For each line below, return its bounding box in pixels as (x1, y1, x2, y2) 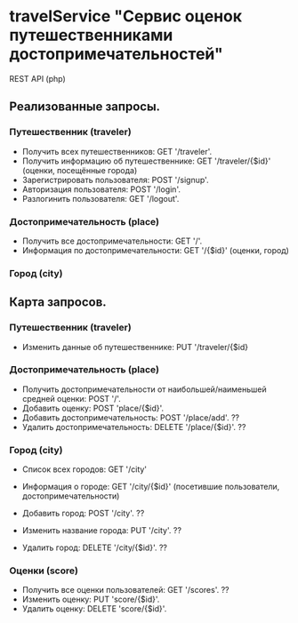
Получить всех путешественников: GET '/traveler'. (21, 146, 213, 156)
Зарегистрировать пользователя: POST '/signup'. (21, 174, 209, 185)
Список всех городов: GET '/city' (21, 464, 148, 475)
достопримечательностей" (9, 44, 224, 64)
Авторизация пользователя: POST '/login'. (21, 184, 181, 195)
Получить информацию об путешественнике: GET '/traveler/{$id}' (21, 156, 271, 166)
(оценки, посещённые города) (21, 164, 138, 175)
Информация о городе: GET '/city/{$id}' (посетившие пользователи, (21, 482, 280, 492)
